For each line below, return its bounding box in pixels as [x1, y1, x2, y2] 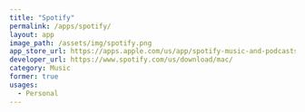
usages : [9, 80, 39, 89]
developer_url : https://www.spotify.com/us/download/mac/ [9, 55, 233, 64]
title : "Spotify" [9, 13, 75, 23]
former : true [9, 72, 59, 81]
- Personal [17, 89, 59, 98]
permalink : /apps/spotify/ [9, 22, 112, 31]
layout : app [9, 30, 54, 39]
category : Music [9, 64, 71, 73]
